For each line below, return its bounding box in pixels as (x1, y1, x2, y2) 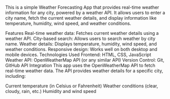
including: (5, 73, 26, 79)
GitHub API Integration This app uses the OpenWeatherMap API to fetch (5, 63, 156, 68)
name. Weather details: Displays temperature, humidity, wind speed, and (5, 41, 157, 47)
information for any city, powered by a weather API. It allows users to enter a (5, 10, 165, 16)
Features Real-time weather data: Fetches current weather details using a (5, 30, 159, 36)
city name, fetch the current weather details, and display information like (5, 15, 157, 21)
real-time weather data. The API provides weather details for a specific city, (5, 68, 163, 74)
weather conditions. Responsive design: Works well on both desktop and (5, 46, 157, 52)
